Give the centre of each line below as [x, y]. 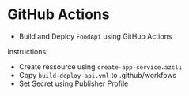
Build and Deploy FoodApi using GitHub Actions [95, 36]
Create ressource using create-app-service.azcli [100, 66]
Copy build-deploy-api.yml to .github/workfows [98, 75]
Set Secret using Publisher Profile [74, 83]
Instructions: [28, 51]
